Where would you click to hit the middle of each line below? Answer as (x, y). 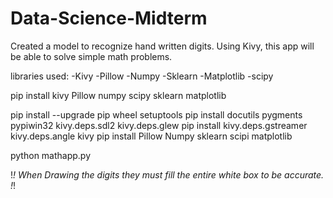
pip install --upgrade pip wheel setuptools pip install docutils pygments (156, 114)
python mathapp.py (51, 155)
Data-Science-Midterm (109, 18)
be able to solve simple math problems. (91, 56)
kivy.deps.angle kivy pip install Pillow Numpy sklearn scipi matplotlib (151, 136)
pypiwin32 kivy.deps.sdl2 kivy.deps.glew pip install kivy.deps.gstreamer (159, 125)
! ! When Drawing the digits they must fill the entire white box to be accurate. (167, 174)
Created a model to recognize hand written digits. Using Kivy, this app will (162, 46)
